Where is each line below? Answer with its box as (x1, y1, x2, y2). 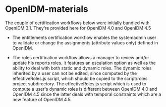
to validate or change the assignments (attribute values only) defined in (12, 39, 159, 45)
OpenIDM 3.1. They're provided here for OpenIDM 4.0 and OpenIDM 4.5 (5, 25, 151, 31)
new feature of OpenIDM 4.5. (12, 96, 72, 102)
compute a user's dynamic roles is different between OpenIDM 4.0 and (12, 86, 158, 92)
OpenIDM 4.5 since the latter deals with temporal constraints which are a (12, 91, 162, 97)
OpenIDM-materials (5, 3, 88, 15)
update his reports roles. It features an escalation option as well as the (12, 60, 156, 66)
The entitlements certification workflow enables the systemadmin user (12, 35, 157, 40)
